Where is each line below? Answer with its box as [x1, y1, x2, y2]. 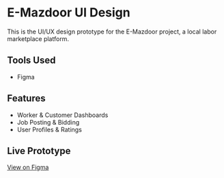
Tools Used [7, 55, 56, 66]
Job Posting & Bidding [16, 118, 80, 126]
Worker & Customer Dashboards [16, 111, 109, 119]
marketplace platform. [7, 34, 70, 42]
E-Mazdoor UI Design [7, 5, 131, 21]
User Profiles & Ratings [16, 125, 82, 133]
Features [7, 92, 46, 104]
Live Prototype [7, 145, 71, 157]
